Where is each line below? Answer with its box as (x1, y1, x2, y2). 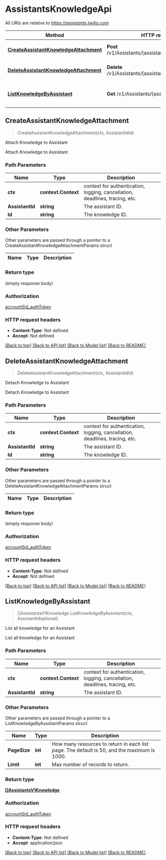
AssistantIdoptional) (17, 616, 58, 622)
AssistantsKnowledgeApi (5, 3, 112, 15)
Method (45, 31, 64, 38)
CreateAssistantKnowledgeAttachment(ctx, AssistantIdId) (17, 130, 134, 136)
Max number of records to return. (51, 761, 129, 768)
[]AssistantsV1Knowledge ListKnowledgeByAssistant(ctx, (17, 610, 133, 616)
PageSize (7, 746, 31, 753)
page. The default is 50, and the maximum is (51, 746, 155, 753)
